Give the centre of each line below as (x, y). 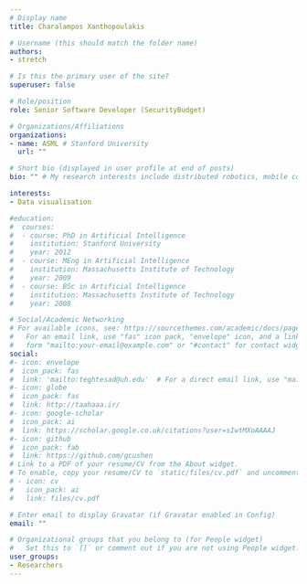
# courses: (32, 227)
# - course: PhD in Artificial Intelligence (97, 235)
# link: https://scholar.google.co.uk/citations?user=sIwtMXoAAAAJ (143, 430)
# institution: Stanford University (85, 244)
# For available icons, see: (65, 329)
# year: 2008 (40, 303)
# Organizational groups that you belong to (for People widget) (136, 540)
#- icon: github (40, 439)
